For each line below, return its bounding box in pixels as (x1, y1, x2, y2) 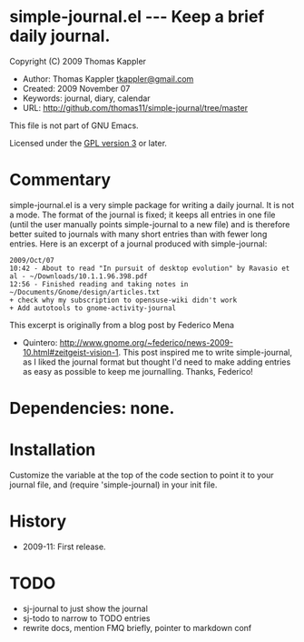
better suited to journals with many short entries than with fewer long (9, 228, 268, 239)
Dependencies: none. (9, 398, 175, 419)
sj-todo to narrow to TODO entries (22, 612, 151, 624)
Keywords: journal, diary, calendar (22, 93, 152, 104)
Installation (9, 439, 96, 460)
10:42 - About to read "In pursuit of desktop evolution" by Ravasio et (9, 264, 290, 273)
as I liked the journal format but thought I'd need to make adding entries (22, 356, 291, 367)
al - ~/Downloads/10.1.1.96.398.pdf (9, 271, 148, 281)
